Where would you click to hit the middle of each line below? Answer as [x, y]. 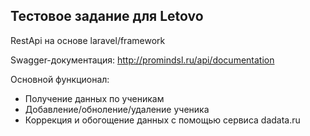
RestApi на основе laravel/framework [88, 40]
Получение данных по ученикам [94, 98]
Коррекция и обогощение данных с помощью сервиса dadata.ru [162, 120]
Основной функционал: [60, 79]
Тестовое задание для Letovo [107, 16]
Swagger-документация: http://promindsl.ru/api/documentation [142, 60]
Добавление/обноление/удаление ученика [117, 109]
